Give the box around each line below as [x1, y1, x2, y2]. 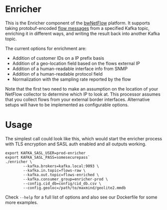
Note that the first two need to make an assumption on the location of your [5, 86, 159, 92]
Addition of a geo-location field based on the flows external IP [12, 60, 141, 66]
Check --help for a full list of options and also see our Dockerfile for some [5, 194, 158, 200]
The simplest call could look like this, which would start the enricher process [5, 135, 163, 141]
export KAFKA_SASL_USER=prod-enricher [5, 150, 86, 155]
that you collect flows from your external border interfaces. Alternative [5, 96, 150, 103]
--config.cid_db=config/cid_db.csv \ [23, 181, 101, 186]
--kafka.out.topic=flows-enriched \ [23, 172, 99, 177]
